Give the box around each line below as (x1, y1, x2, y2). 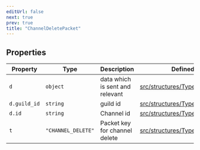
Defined (171, 65, 195, 73)
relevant (100, 90, 123, 98)
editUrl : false (6, 8, 44, 15)
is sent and (100, 83, 131, 91)
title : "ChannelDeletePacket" (6, 25, 82, 32)
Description (100, 65, 135, 73)
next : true (6, 14, 33, 20)
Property (11, 65, 37, 73)
